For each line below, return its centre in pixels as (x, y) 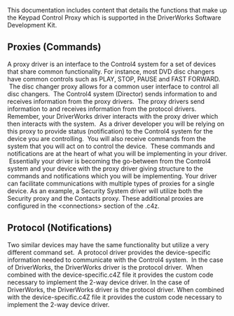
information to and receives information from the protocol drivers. (102, 109)
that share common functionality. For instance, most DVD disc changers (111, 71)
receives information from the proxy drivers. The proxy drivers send (106, 101)
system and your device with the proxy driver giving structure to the (105, 169)
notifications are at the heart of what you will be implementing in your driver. (117, 153)
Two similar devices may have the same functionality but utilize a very (108, 244)
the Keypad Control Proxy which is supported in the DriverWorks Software (115, 18)
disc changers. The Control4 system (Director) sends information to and (112, 93)
